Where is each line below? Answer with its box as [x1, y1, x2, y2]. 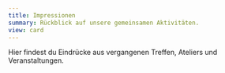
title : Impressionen [8, 11, 77, 20]
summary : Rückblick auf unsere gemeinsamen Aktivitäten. [8, 19, 200, 27]
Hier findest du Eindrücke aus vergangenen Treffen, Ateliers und [8, 48, 218, 57]
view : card [8, 26, 44, 34]
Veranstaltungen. [8, 56, 65, 65]
